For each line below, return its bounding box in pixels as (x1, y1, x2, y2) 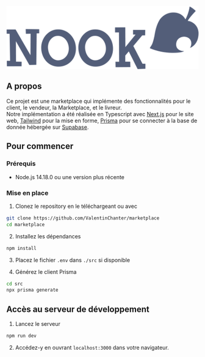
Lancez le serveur (15, 320, 61, 328)
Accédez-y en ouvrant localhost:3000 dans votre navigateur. (15, 344, 169, 351)
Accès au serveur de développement (6, 304, 149, 314)
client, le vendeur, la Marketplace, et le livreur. (6, 104, 122, 111)
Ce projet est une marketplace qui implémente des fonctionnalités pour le (6, 97, 191, 105)
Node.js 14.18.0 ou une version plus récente (15, 173, 125, 180)
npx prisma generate (6, 287, 59, 293)
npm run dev (6, 333, 37, 339)
